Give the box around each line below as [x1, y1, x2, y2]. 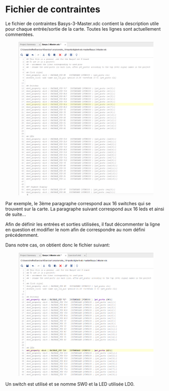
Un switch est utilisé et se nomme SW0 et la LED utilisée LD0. [5, 381, 135, 387]
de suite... [5, 211, 27, 217]
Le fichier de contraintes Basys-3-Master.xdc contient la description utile [5, 20, 159, 27]
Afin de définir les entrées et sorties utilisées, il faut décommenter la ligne [5, 221, 160, 227]
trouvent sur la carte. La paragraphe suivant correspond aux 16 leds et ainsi [5, 206, 164, 212]
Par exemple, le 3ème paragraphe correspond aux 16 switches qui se [5, 200, 151, 206]
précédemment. [5, 232, 39, 238]
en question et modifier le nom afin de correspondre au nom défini [5, 226, 146, 233]
